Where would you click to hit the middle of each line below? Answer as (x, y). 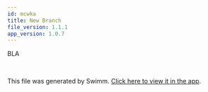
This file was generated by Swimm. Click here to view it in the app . (104, 81)
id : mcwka (22, 14)
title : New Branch (34, 21)
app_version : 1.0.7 (36, 34)
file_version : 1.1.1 (38, 27)
